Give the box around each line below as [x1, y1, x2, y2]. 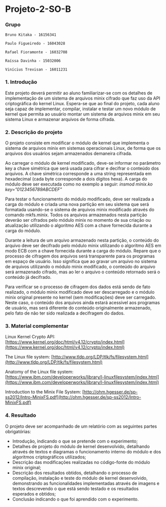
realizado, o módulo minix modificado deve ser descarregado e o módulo [5, 289, 155, 295]
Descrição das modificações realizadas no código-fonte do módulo [12, 459, 150, 465]
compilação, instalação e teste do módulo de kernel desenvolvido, [12, 475, 148, 481]
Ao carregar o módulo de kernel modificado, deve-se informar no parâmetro [5, 160, 161, 166]
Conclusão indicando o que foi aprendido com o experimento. [12, 496, 139, 502]
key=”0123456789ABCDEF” [5, 187, 62, 192]
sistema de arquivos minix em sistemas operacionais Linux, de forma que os [5, 145, 161, 151]
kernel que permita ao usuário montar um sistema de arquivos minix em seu [5, 111, 160, 117]
